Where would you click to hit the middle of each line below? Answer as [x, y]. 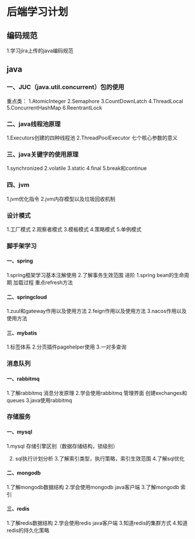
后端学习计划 [38, 12]
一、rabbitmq [23, 378]
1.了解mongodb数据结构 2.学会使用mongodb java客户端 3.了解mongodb [93, 487]
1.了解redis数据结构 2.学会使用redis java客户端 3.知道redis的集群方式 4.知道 [97, 523]
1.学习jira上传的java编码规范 [40, 51]
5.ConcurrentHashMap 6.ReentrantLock [55, 108]
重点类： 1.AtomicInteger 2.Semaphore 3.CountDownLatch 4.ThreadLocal [95, 101]
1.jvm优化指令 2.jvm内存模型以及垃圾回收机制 [61, 199]
